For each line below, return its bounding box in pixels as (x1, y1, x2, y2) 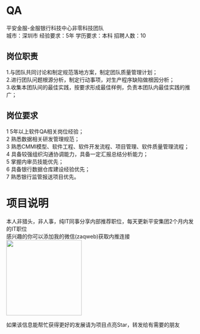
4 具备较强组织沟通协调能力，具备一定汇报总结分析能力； (6, 150, 149, 158)
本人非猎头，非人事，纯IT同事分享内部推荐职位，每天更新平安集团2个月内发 (6, 217, 194, 225)
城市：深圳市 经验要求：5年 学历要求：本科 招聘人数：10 (6, 31, 146, 39)
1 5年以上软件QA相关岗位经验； (6, 127, 84, 135)
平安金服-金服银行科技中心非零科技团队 (6, 24, 104, 31)
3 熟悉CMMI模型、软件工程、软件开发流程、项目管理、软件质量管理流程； (6, 143, 190, 150)
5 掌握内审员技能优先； (6, 158, 64, 165)
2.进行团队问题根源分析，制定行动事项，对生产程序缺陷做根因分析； (6, 76, 175, 83)
